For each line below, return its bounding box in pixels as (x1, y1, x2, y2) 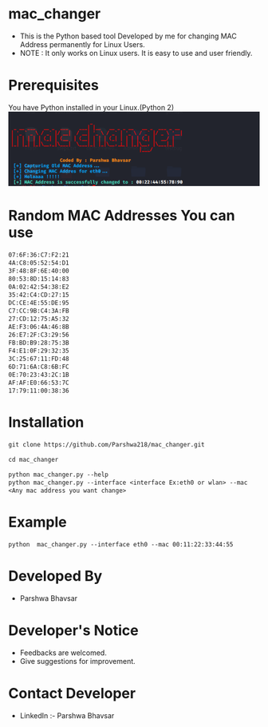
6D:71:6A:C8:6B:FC (8, 363, 69, 371)
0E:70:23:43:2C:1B (8, 371, 69, 379)
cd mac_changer (8, 455, 59, 463)
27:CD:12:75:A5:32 (8, 315, 69, 323)
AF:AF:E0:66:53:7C (8, 379, 69, 387)
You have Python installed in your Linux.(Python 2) (8, 102, 174, 112)
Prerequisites (8, 77, 100, 94)
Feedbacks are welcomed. (19, 648, 108, 657)
